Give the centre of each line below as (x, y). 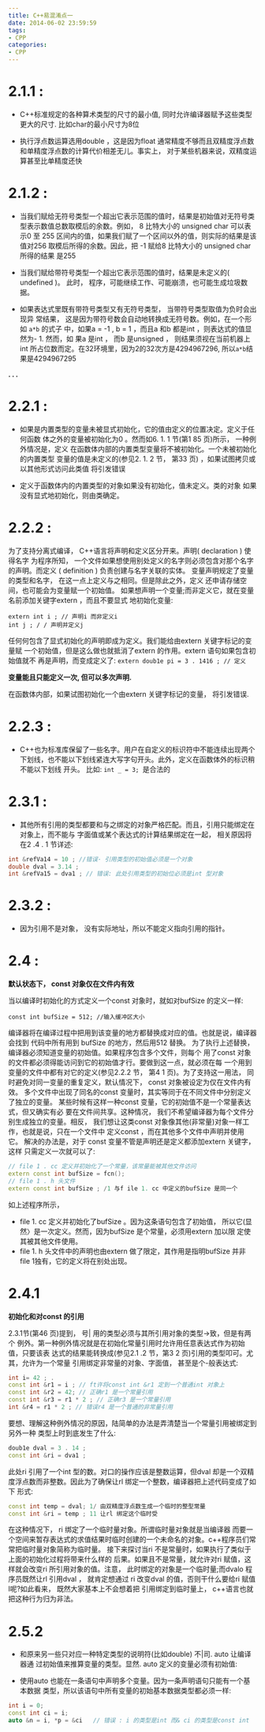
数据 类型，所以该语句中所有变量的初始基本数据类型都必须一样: (129, 1691)
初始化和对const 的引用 (46, 1316)
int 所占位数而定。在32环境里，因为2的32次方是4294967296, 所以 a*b (133, 348)
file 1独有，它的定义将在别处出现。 (75, 1261)
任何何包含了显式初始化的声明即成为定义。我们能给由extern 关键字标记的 (127, 641)
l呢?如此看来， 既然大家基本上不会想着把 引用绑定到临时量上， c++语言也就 (131, 1589)
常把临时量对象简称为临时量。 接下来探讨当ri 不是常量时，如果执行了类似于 (130, 1549)
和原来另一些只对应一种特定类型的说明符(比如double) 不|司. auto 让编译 (135, 1654)
